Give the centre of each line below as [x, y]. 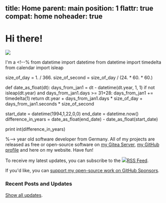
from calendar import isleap [34, 68]
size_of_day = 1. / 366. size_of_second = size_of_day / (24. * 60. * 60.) [79, 78]
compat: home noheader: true [54, 17]
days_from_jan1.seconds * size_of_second [50, 104]
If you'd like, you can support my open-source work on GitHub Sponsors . [82, 171]
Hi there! [24, 38]
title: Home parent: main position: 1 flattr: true [79, 8]
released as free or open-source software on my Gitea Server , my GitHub [82, 145]
